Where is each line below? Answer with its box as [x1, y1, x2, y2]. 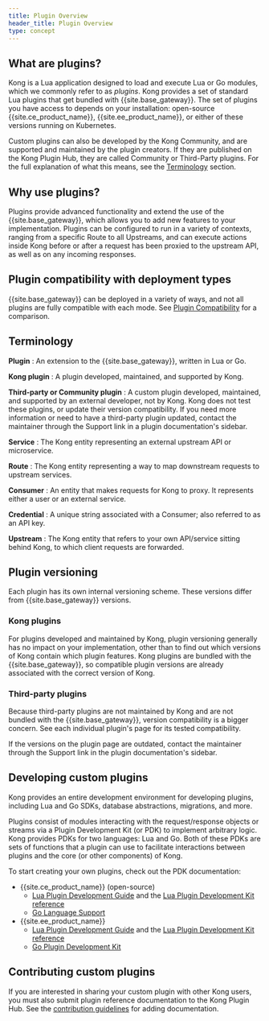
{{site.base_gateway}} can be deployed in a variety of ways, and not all [8, 294, 244, 304]
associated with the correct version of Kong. [8, 668, 155, 677]
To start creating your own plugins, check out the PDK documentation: [8, 866, 241, 876]
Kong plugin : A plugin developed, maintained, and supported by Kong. [8, 371, 244, 381]
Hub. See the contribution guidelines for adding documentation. [8, 1003, 219, 1013]
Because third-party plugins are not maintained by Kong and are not [8, 706, 234, 717]
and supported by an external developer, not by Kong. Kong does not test [8, 395, 251, 405]
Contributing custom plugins [8, 965, 156, 979]
